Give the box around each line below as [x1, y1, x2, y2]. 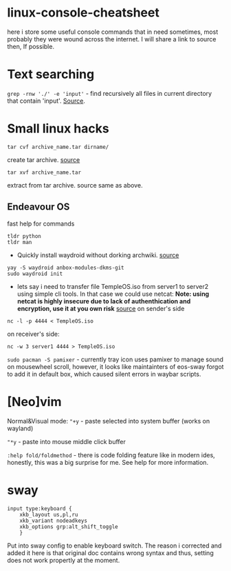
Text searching [7, 67, 95, 82]
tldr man [7, 239, 32, 246]
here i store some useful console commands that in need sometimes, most [7, 28, 219, 36]
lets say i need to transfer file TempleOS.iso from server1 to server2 [16, 282, 208, 290]
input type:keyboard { [7, 505, 72, 512]
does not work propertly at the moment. [7, 556, 120, 564]
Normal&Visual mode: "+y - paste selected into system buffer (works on [7, 417, 210, 425]
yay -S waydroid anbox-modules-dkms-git [7, 264, 125, 271]
